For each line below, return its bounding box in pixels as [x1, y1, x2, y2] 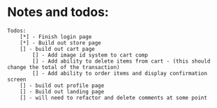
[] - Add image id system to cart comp [32, 52, 149, 59]
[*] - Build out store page [20, 39, 101, 46]
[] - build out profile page [20, 82, 105, 89]
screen [7, 76, 27, 83]
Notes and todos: [7, 4, 110, 20]
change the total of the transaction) [7, 63, 120, 70]
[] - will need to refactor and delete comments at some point [20, 94, 208, 101]
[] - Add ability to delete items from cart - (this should [32, 57, 211, 65]
